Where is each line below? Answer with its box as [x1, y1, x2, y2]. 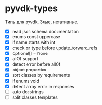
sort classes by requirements [12, 72, 70, 78]
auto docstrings [12, 88, 44, 95]
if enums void [12, 78, 40, 84]
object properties [12, 67, 47, 73]
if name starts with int [12, 39, 56, 45]
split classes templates [12, 94, 58, 100]
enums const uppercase [12, 34, 60, 39]
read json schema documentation [12, 28, 79, 34]
